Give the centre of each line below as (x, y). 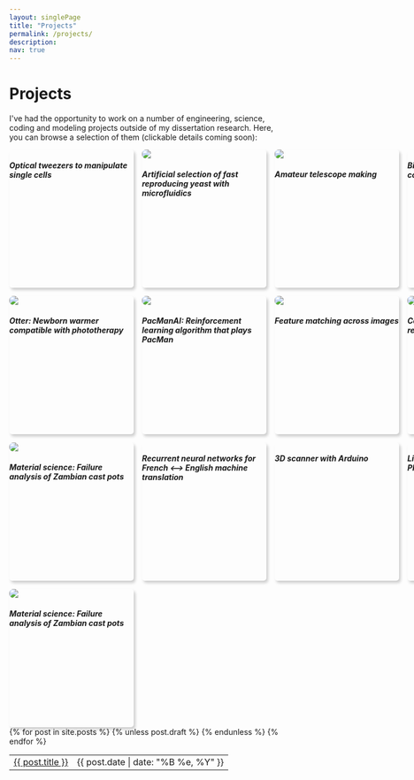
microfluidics (167, 193)
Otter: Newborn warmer (54, 320)
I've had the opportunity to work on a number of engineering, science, (137, 119)
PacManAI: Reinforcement (192, 320)
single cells (31, 174)
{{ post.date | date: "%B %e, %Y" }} (150, 762)
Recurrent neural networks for (199, 458)
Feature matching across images (337, 320)
